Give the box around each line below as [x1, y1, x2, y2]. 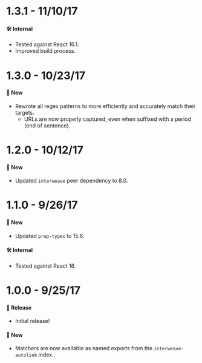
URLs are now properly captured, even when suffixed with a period [24, 115, 192, 123]
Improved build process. [15, 47, 76, 55]
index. [38, 351, 54, 359]
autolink [15, 352, 37, 359]
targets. [15, 109, 34, 116]
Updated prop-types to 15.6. [15, 232, 85, 239]
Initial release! [15, 317, 50, 325]
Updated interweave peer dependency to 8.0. [15, 177, 128, 185]
